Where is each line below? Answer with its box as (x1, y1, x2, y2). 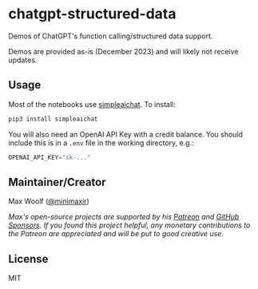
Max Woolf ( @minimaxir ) (8, 196, 89, 206)
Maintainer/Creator (8, 175, 106, 188)
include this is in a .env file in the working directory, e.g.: (8, 137, 194, 148)
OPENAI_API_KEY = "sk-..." (8, 153, 91, 161)
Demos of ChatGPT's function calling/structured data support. (8, 31, 213, 41)
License (8, 252, 49, 266)
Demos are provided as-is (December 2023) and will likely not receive (8, 46, 239, 56)
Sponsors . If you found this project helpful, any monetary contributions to (8, 220, 251, 230)
